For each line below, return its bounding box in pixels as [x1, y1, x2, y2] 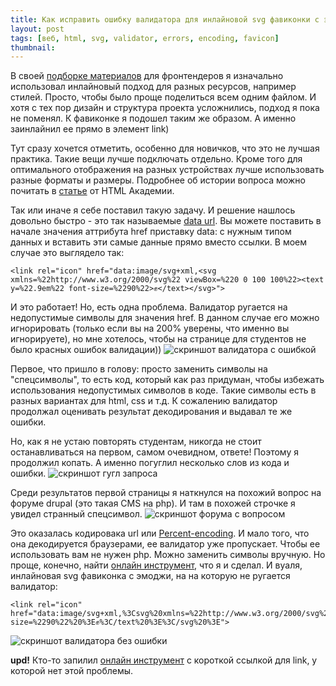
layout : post [10, 24, 65, 34]
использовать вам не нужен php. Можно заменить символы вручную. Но [10, 549, 326, 561]
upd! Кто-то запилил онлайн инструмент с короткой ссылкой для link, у [10, 654, 318, 666]
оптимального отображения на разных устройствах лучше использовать [10, 164, 325, 176]
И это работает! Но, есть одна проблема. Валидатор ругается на [10, 301, 288, 313]
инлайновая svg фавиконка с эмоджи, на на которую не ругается [10, 570, 291, 582]
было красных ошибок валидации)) [10, 344, 162, 356]
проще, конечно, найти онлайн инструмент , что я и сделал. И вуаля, [10, 559, 303, 571]
